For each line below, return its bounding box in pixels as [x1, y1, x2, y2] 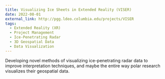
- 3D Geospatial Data [9, 39, 55, 44]
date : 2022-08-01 [5, 12, 41, 17]
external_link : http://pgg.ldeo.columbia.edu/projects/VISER [5, 16, 134, 21]
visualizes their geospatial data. [5, 68, 70, 74]
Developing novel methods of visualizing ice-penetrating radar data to [5, 57, 148, 63]
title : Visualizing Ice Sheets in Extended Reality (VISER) [5, 7, 132, 12]
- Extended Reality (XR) [9, 26, 61, 31]
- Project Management [9, 30, 55, 35]
